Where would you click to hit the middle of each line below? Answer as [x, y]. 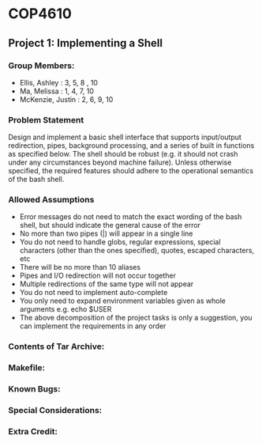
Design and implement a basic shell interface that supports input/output [125, 137]
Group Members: [41, 66]
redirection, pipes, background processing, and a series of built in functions [131, 146]
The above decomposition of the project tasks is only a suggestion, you [136, 318]
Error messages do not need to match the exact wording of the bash [131, 217]
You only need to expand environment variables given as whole [123, 301]
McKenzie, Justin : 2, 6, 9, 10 [66, 99]
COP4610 [40, 14]
